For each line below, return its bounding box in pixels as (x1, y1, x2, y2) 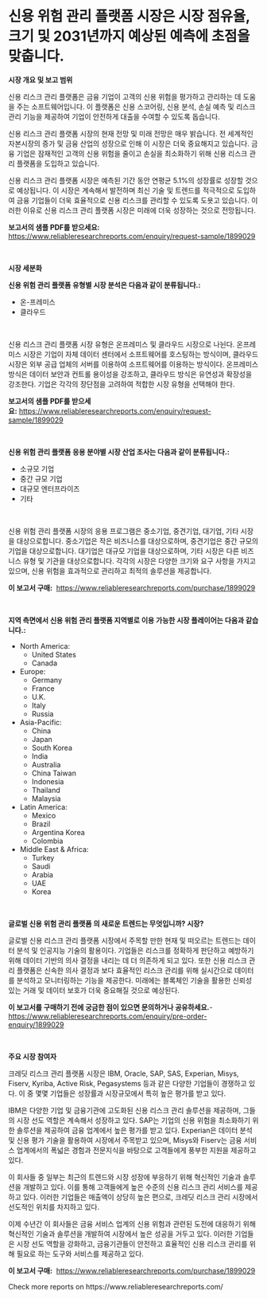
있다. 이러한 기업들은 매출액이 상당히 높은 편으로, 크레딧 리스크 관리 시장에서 (22, 1192, 258, 1202)
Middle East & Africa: (19, 844, 89, 854)
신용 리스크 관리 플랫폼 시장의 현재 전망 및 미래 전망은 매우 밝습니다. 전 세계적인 (8, 128, 254, 138)
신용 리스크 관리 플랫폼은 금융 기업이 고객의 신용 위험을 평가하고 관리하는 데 (8, 92, 242, 101)
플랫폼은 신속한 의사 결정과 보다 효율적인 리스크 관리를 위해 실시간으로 (16, 965, 233, 975)
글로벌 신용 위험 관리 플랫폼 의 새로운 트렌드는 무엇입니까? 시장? (8, 918, 204, 928)
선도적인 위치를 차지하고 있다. (8, 1202, 100, 1211)
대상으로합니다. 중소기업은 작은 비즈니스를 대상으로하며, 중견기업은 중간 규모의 (16, 536, 259, 546)
